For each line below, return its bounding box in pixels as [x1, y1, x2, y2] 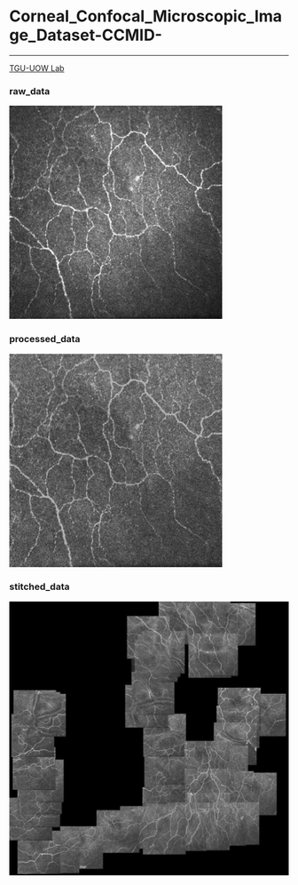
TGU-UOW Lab [9, 62, 65, 73]
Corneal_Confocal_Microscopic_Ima [9, 6, 282, 27]
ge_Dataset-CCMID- [9, 25, 162, 45]
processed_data [9, 333, 81, 346]
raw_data [9, 84, 51, 97]
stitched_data [9, 580, 70, 593]
